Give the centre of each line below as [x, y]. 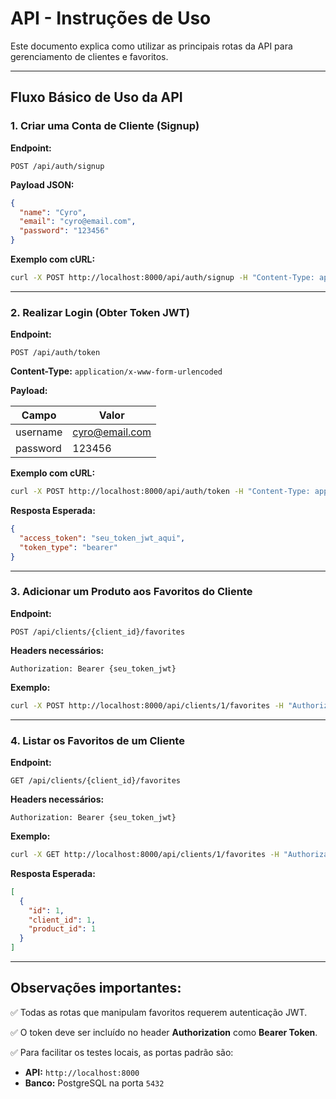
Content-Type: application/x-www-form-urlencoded [116, 371]
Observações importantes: [96, 988]
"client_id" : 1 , [62, 920]
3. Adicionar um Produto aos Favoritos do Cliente [131, 592]
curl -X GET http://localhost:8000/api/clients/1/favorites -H [145, 855]
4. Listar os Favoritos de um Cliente [97, 740]
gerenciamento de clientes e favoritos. [89, 56]
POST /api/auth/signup [57, 166]
